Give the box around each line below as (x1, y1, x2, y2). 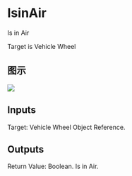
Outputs (7, 143, 44, 155)
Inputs (7, 104, 37, 116)
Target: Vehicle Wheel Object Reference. (7, 123, 126, 131)
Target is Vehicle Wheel (7, 42, 76, 50)
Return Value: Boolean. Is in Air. (7, 162, 99, 171)
